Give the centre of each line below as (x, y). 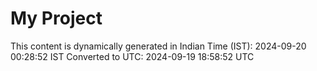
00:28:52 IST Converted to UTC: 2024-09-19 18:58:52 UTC (132, 56)
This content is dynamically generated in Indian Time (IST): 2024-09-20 (158, 46)
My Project (56, 18)
